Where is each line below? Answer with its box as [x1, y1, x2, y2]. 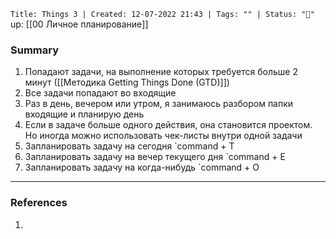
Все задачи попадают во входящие [24, 87, 177, 99]
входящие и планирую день [24, 108, 145, 120]
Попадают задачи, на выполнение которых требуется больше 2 [24, 66, 298, 78]
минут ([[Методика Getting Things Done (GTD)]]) [24, 76, 230, 89]
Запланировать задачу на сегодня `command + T [24, 140, 235, 152]
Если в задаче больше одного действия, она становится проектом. [24, 119, 313, 131]
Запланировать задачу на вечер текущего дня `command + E [24, 151, 286, 163]
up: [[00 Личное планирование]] [10, 18, 149, 30]
